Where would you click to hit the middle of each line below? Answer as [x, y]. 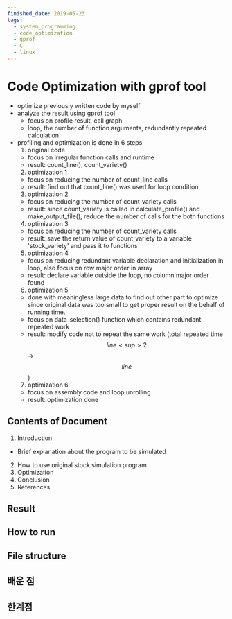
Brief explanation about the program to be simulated [91, 451]
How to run [32, 532]
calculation [43, 135]
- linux [25, 53]
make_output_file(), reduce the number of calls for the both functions [126, 216]
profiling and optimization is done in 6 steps [80, 142]
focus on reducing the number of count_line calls [98, 179]
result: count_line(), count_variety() [77, 164]
